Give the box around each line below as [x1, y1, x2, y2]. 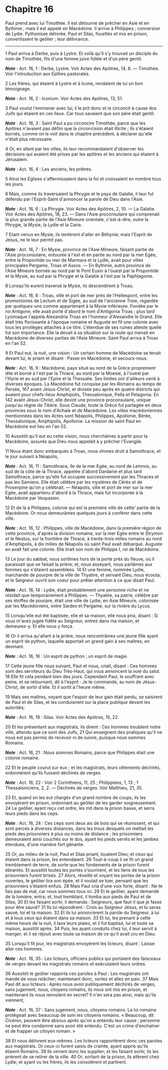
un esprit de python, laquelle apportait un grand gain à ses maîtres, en [5, 638, 150, 644]
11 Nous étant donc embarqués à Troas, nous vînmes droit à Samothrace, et [5, 448, 161, 454]
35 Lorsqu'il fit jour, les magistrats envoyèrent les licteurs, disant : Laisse [5, 940, 155, 946]
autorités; [5, 704, 25, 710]
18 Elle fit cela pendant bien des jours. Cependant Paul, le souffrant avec [5, 673, 155, 679]
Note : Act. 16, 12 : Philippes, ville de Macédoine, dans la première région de [5, 525, 161, 531]
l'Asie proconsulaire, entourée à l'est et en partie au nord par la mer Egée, [5, 252, 157, 258]
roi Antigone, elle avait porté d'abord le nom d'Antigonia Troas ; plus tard [5, 308, 155, 314]
